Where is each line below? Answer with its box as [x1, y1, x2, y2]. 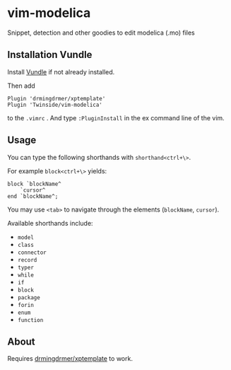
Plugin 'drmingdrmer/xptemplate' [7, 95, 106, 102]
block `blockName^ [7, 180, 61, 187]
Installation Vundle [7, 49, 93, 61]
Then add [7, 81, 35, 90]
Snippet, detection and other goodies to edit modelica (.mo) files [7, 28, 196, 37]
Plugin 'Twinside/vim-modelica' [7, 101, 102, 108]
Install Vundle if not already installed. [7, 67, 115, 76]
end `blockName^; [7, 192, 59, 200]
